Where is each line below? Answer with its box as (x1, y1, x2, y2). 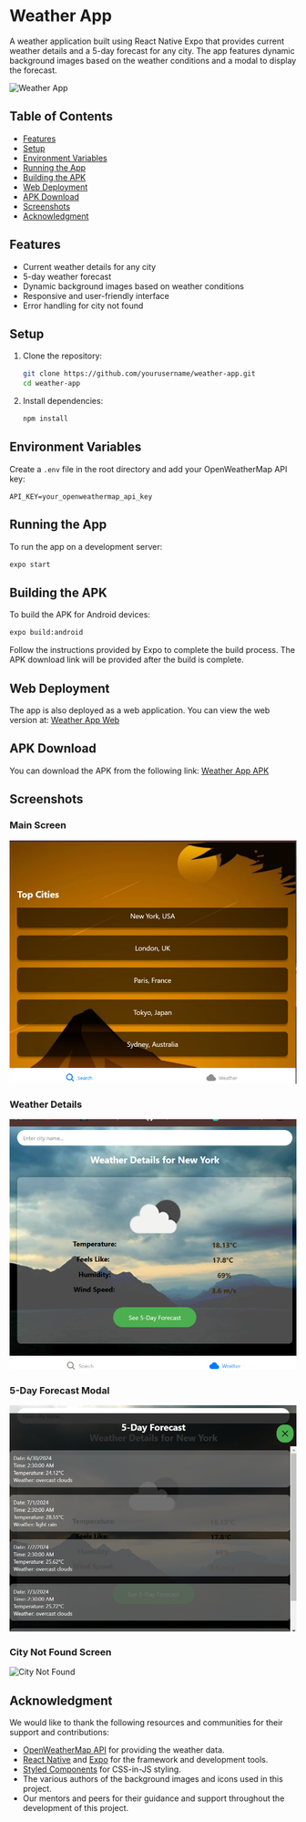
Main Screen (9, 819, 66, 832)
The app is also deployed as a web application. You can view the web (9, 705, 270, 716)
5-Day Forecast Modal (9, 1384, 110, 1397)
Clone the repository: (22, 350, 103, 361)
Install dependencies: (22, 396, 104, 407)
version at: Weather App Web (9, 715, 120, 725)
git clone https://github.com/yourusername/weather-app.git (22, 369, 256, 378)
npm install (22, 414, 68, 424)
